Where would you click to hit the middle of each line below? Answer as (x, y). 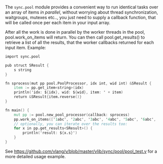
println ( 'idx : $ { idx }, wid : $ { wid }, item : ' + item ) (69, 92)
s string (23, 70)
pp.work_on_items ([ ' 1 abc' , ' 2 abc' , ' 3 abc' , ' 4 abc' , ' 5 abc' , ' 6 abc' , (85, 119)
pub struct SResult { (27, 65)
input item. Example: (26, 48)
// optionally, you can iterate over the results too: (71, 124)
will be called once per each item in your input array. (58, 22)
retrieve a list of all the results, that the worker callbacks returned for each (80, 42)
